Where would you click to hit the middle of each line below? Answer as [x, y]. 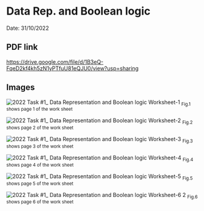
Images [21, 87]
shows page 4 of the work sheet [40, 165]
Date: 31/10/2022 [28, 28]
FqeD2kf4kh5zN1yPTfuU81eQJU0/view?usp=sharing [73, 68]
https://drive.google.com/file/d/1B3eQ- [55, 61]
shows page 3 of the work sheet [40, 146]
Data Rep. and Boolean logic [78, 11]
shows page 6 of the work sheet [40, 202]
